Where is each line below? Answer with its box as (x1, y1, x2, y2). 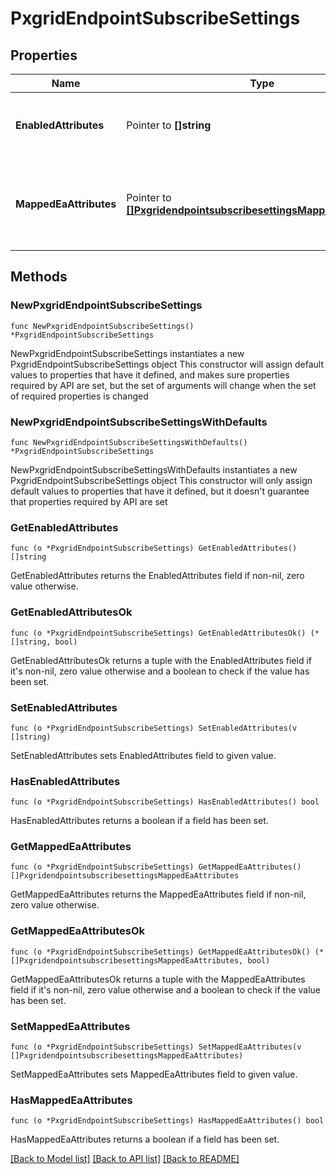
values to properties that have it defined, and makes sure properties (10, 368, 290, 381)
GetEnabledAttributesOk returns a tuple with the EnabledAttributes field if (10, 654, 312, 666)
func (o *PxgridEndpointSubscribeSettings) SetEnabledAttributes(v (10, 723, 298, 733)
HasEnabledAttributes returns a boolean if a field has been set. (10, 815, 269, 827)
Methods (10, 268, 68, 286)
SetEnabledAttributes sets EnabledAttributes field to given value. (10, 749, 277, 761)
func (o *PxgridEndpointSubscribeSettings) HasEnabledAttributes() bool (10, 797, 320, 807)
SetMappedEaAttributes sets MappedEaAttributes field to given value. (10, 1068, 298, 1081)
